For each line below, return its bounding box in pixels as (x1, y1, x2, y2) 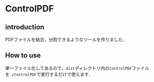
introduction (5, 23, 45, 31)
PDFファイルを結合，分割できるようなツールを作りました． (5, 37, 128, 42)
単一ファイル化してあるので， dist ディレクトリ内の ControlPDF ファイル (5, 65, 150, 71)
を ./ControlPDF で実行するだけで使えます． (5, 71, 93, 77)
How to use (5, 51, 41, 60)
